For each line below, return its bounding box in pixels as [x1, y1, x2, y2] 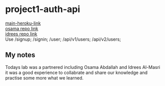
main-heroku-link [5, 20, 41, 26]
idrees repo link [5, 31, 38, 37]
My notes [5, 51, 36, 59]
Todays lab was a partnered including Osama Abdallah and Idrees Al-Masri [5, 64, 160, 70]
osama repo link [5, 25, 39, 31]
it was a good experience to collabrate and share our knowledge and [5, 69, 148, 75]
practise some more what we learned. [5, 74, 84, 81]
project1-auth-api [5, 4, 80, 15]
